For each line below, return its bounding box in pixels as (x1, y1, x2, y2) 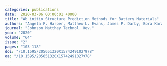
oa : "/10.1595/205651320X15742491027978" (5, 53, 92, 59)
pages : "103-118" (5, 44, 41, 49)
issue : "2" (5, 40, 28, 45)
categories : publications (5, 7, 59, 12)
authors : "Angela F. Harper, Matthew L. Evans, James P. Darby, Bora (5, 21, 153, 26)
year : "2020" (5, 30, 32, 35)
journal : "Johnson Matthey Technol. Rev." (5, 26, 94, 31)
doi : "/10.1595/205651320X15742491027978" (5, 49, 94, 54)
